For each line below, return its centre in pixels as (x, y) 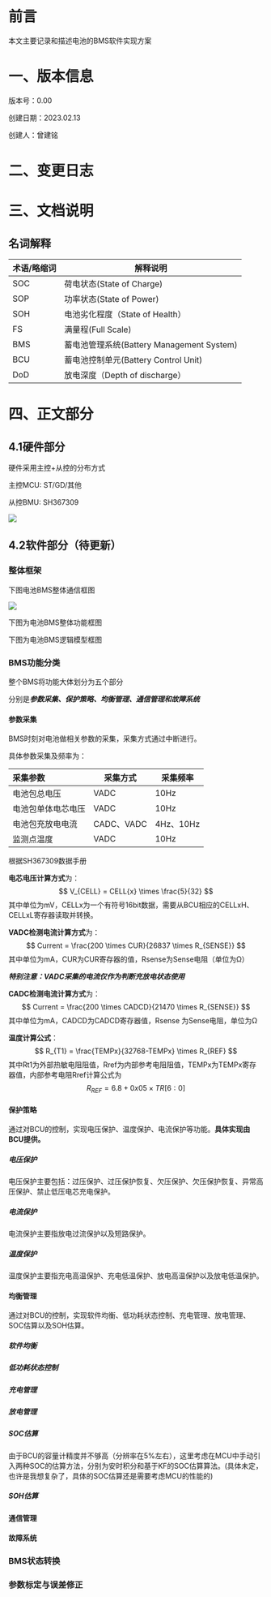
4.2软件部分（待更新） (65, 546)
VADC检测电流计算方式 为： (54, 932)
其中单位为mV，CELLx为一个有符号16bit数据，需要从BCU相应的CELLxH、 (131, 905)
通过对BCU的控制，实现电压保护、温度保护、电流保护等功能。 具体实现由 (129, 1130)
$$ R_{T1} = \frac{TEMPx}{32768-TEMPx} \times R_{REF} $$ (136, 1051)
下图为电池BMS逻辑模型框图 (55, 639)
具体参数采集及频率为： (47, 756)
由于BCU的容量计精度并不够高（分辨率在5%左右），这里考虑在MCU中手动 (131, 1455)
